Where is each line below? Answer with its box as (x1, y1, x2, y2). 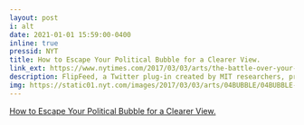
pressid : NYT (9, 47, 59, 56)
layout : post (9, 13, 59, 23)
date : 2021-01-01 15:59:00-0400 (9, 30, 131, 39)
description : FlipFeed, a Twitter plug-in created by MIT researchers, (9, 72, 285, 82)
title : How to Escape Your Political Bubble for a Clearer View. (9, 55, 261, 64)
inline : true (9, 38, 59, 48)
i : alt (9, 22, 34, 31)
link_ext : (9, 64, 47, 73)
